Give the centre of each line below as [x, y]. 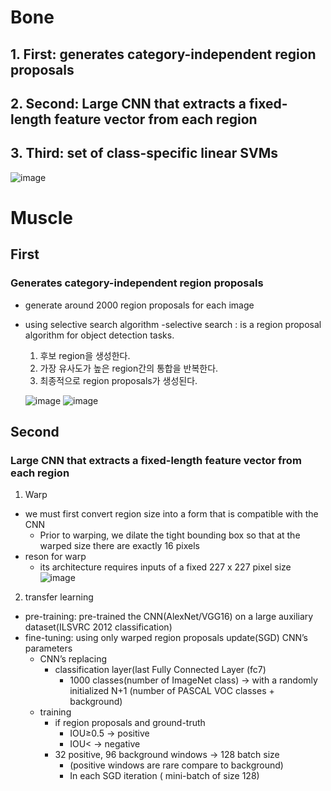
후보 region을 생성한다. [85, 355]
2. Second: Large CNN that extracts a [128, 103]
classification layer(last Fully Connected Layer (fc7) [160, 670]
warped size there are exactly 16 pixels [119, 546]
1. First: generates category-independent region [163, 54]
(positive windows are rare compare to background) [176, 765]
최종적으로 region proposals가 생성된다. [118, 380]
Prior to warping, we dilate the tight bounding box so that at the [170, 535]
